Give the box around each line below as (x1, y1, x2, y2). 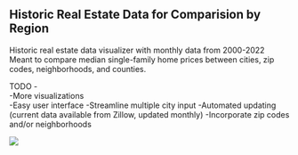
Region (9, 21, 49, 37)
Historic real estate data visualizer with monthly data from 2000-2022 (9, 45, 265, 55)
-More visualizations (9, 90, 85, 101)
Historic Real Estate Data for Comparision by (9, 7, 261, 22)
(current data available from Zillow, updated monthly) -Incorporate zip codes (9, 109, 290, 119)
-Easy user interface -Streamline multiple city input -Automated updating (9, 100, 277, 110)
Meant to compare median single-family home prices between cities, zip (9, 53, 275, 65)
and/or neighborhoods (9, 118, 92, 129)
